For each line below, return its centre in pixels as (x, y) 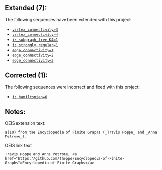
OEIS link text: (19, 146)
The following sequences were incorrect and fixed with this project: (72, 87)
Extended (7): (26, 8)
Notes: (15, 112)
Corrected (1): (26, 76)
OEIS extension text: (25, 123)
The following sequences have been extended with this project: (68, 19)
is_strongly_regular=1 (35, 45)
